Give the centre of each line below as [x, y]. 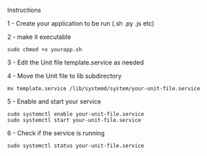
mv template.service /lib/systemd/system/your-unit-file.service [104, 89]
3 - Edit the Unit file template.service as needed [76, 62]
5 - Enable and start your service [54, 101]
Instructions [24, 10]
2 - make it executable [39, 37]
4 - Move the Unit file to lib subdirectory [65, 76]
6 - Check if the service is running [56, 133]
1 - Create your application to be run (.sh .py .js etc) [81, 23]
